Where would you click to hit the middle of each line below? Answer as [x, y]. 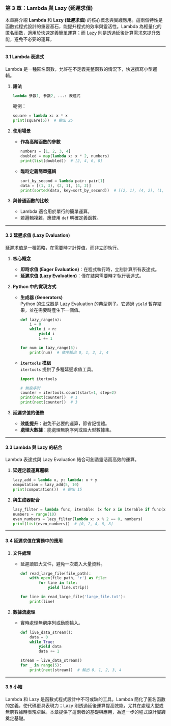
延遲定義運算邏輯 [31, 470]
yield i [47, 334]
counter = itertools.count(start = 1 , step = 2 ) [68, 393]
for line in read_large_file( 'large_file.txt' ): [73, 597]
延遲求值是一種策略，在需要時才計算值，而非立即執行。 [63, 248]
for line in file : [58, 583]
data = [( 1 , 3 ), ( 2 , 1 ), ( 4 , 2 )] [56, 185]
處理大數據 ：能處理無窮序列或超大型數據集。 [67, 430]
